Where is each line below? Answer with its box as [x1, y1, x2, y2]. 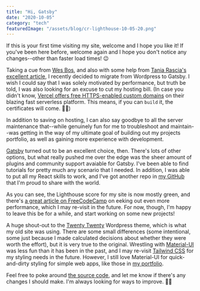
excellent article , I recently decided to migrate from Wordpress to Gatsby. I [6, 73, 190, 80]
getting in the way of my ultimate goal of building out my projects [20, 129, 181, 136]
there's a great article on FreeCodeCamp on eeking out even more [6, 197, 170, 204]
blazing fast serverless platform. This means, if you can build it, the [6, 99, 174, 106]
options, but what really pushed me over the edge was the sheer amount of [6, 154, 192, 161]
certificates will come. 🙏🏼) [6, 105, 71, 112]
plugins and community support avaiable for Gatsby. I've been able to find [6, 160, 189, 167]
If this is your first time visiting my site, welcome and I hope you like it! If [6, 42, 184, 49]
